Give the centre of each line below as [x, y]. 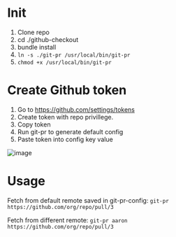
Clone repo [34, 32]
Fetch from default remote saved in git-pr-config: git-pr [88, 200]
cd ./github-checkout [48, 39]
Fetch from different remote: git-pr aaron [67, 220]
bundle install [37, 47]
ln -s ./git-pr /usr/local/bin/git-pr [74, 55]
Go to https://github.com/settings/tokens [76, 109]
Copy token [34, 124]
